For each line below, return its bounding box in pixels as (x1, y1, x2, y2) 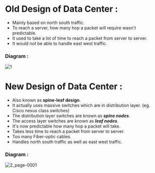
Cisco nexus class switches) (12, 108, 70, 114)
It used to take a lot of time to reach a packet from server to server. (12, 35, 148, 41)
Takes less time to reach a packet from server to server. (12, 128, 125, 134)
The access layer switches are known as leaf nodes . (12, 118, 119, 124)
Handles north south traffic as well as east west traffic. (12, 139, 123, 145)
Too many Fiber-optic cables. (12, 134, 72, 140)
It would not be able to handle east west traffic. (12, 40, 108, 46)
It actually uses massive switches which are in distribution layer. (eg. (12, 102, 151, 108)
